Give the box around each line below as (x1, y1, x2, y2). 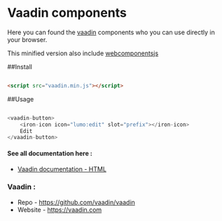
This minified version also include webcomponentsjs (7, 49, 159, 57)
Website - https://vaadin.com (17, 205, 102, 214)
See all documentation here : (7, 149, 92, 157)
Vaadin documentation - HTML (17, 164, 107, 173)
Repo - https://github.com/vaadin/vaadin (17, 198, 135, 206)
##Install (7, 62, 33, 71)
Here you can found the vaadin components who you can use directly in (7, 28, 216, 36)
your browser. (7, 35, 48, 43)
